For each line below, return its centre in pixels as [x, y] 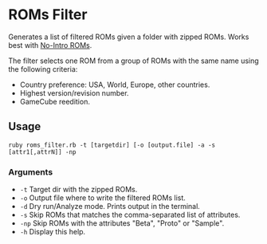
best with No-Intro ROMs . [50, 45]
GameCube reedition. [55, 101]
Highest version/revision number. [74, 92]
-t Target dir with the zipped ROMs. [79, 190]
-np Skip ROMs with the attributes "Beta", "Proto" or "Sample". [122, 223]
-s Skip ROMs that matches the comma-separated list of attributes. [130, 215]
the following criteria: [43, 69]
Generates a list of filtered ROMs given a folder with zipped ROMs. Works [129, 37]
